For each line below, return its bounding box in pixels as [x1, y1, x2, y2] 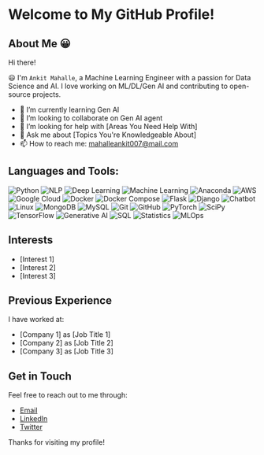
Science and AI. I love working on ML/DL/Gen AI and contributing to [8, 81, 229, 91]
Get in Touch [8, 369, 73, 383]
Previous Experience [8, 294, 113, 308]
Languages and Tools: [8, 165, 120, 178]
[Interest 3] [19, 271, 57, 280]
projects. [32, 90, 61, 99]
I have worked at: [8, 315, 65, 324]
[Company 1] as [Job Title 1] [19, 330, 111, 339]
